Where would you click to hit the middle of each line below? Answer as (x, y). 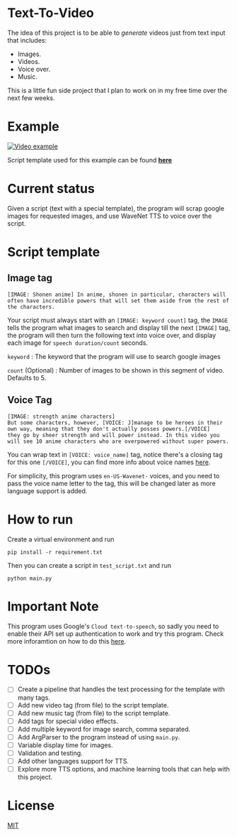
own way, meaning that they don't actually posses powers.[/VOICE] (109, 429)
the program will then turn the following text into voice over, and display (112, 335)
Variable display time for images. (65, 745)
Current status (51, 189)
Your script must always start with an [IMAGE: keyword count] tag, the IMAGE (118, 320)
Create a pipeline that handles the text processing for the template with (121, 689)
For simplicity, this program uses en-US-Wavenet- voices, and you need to (114, 475)
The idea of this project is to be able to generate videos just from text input (116, 33)
